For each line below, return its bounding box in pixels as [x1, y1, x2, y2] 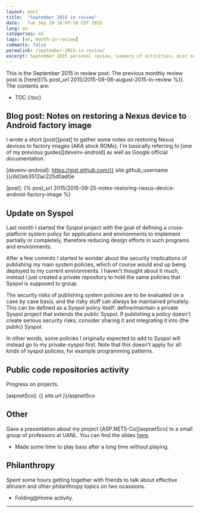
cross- [168, 224, 185, 231]
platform [6, 230, 27, 237]
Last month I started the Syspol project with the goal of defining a [6, 224, 167, 231]
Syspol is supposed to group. [6, 280, 79, 287]
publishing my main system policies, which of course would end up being [6, 261, 186, 268]
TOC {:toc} [14, 94, 42, 101]
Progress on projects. [6, 381, 59, 388]
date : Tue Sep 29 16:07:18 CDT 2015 [6, 20, 102, 26]
